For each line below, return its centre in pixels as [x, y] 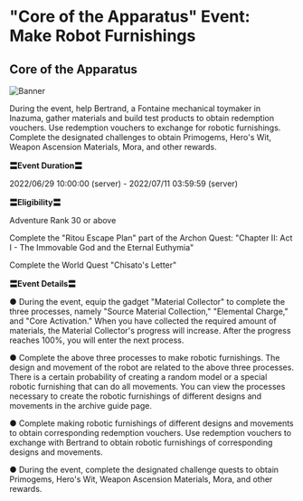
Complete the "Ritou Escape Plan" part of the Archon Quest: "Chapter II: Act [151, 238]
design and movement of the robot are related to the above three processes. [151, 367]
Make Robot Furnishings [103, 36]
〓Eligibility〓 [35, 202]
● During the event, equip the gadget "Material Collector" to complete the [147, 302]
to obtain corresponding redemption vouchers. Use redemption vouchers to [151, 433]
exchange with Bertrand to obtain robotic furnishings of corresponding [141, 442]
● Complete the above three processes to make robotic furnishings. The [145, 358]
